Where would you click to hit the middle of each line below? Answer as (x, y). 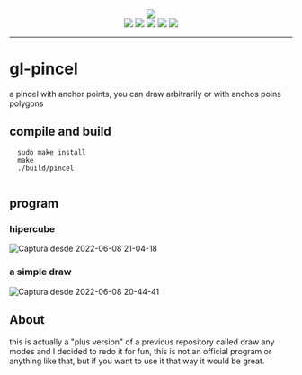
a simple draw (40, 272)
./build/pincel (46, 168)
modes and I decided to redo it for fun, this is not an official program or (141, 351)
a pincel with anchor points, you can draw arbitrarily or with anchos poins (145, 94)
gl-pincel (44, 69)
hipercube (32, 229)
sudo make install (52, 152)
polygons (27, 103)
